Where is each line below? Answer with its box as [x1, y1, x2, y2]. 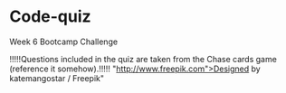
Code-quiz [9, 6, 92, 27]
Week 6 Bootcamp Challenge [9, 36, 119, 47]
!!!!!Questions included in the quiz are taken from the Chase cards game [9, 53, 278, 64]
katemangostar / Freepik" [9, 72, 105, 83]
